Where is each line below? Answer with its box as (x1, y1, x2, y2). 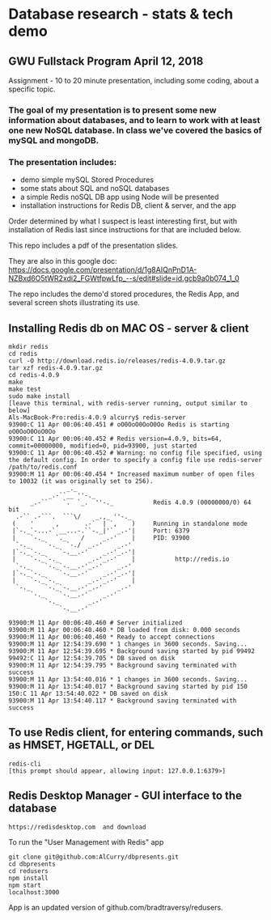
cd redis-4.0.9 (8, 371, 60, 379)
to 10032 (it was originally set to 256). (8, 477, 154, 485)
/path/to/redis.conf (8, 463, 78, 472)
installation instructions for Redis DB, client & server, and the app (19, 201, 237, 210)
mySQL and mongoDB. (8, 134, 100, 146)
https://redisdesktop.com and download (8, 823, 147, 831)
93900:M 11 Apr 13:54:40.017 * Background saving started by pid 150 (8, 683, 248, 691)
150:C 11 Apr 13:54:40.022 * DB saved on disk (8, 689, 168, 698)
